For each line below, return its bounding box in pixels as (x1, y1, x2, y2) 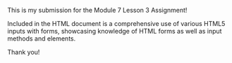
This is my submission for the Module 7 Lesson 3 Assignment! (7, 6, 188, 14)
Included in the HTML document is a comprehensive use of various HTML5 (7, 20, 226, 27)
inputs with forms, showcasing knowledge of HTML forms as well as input (7, 27, 222, 35)
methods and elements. (7, 34, 76, 43)
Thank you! (7, 48, 40, 56)
